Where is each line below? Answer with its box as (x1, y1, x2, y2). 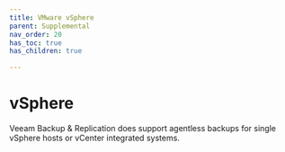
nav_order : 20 (9, 30, 63, 39)
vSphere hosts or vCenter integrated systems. (9, 132, 180, 144)
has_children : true (9, 47, 83, 56)
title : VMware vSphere (9, 13, 94, 22)
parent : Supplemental (9, 22, 91, 31)
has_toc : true (9, 38, 63, 48)
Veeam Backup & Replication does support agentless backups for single (9, 123, 277, 134)
